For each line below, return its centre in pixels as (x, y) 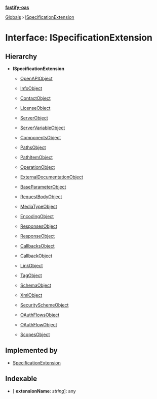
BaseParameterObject (43, 187)
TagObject (31, 275)
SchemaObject (36, 285)
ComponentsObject (41, 137)
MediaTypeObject (38, 206)
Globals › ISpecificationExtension (40, 17)
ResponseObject (37, 236)
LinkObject (31, 266)
